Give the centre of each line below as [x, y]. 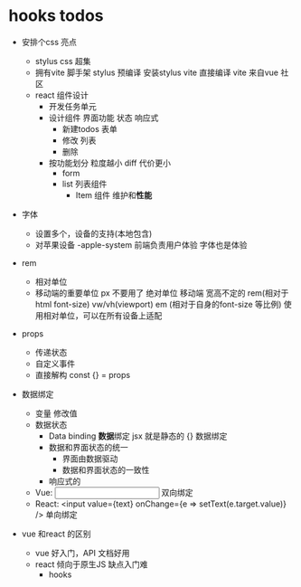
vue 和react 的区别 [56, 534]
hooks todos [56, 16]
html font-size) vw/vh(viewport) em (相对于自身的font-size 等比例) [158, 304]
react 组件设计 [62, 95]
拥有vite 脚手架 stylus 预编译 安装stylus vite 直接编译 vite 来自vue [157, 72]
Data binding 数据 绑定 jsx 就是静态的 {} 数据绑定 [138, 436]
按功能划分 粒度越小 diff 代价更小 [109, 163]
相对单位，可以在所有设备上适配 [103, 315]
